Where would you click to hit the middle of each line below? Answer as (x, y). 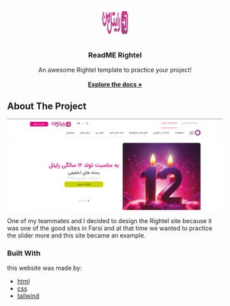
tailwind (28, 296)
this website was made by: (44, 268)
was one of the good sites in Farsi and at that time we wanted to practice (110, 228)
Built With (24, 253)
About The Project (47, 106)
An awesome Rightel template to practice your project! (115, 70)
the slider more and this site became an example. (76, 235)
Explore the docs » (115, 85)
